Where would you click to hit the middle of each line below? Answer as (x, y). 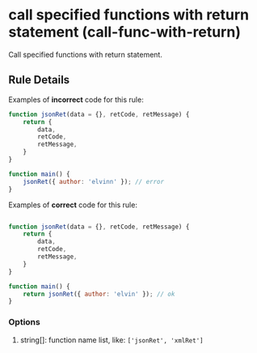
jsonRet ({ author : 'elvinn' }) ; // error (93, 181)
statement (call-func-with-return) (124, 32)
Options (24, 322)
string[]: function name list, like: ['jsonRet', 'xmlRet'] (112, 340)
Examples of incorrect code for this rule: (76, 100)
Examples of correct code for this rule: (73, 205)
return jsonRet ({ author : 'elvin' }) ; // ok (99, 294)
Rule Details (39, 80)
